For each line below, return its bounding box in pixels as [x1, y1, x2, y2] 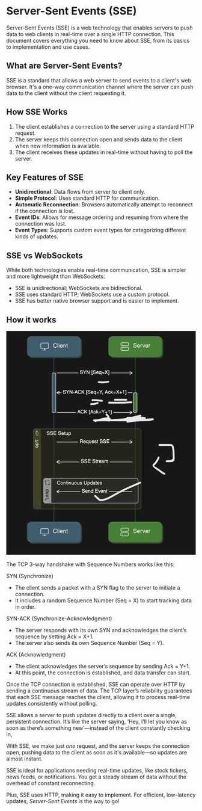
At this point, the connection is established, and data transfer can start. [14, 669, 191, 676]
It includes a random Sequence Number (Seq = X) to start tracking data [14, 597, 192, 604]
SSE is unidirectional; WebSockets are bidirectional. [14, 285, 143, 292]
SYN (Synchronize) [6, 573, 54, 580]
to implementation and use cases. [6, 43, 90, 51]
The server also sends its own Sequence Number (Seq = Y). [14, 640, 164, 647]
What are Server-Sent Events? [6, 61, 123, 71]
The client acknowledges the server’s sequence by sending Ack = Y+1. [14, 663, 191, 670]
